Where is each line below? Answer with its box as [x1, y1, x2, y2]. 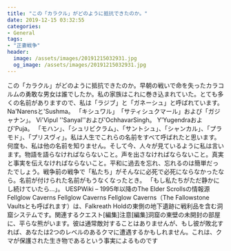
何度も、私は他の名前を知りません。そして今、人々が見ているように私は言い [7, 141, 224, 150]
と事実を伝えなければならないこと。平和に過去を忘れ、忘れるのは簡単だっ [7, 159, 219, 167]
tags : [7, 36, 23, 43]
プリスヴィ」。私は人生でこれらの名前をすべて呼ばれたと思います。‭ [30, 132, 221, 141]
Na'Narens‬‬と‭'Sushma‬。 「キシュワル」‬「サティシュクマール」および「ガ [7, 107, 215, 115]
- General [7, 29, 36, 37]
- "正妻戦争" [7, 42, 41, 49]
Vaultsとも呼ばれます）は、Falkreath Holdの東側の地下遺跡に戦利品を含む [7, 201, 217, 210]
